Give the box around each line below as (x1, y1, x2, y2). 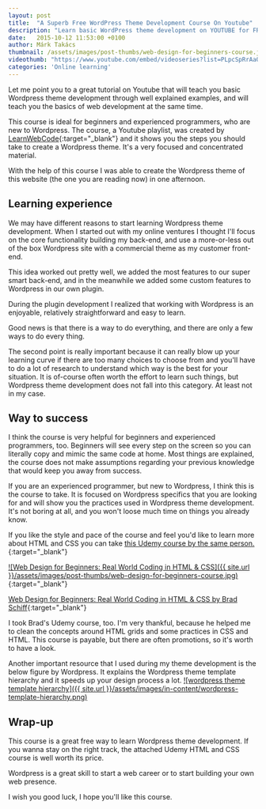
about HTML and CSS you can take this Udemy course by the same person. (8, 539, 255, 548)
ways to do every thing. (8, 331, 85, 341)
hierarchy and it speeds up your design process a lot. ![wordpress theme (8, 675, 245, 685)
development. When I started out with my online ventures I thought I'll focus (8, 226, 256, 236)
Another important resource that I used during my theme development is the (8, 659, 256, 668)
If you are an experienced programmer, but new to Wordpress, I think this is (8, 482, 255, 491)
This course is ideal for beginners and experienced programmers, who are (8, 116, 251, 127)
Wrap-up (8, 715, 54, 728)
